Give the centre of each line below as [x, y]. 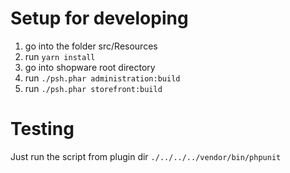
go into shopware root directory [90, 67]
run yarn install [60, 56]
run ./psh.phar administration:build [102, 78]
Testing [42, 129]
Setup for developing [99, 18]
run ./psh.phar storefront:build [93, 88]
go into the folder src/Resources [91, 46]
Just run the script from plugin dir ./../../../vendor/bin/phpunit [146, 156]
